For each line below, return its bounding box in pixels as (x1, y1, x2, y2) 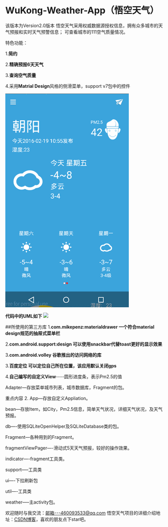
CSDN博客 (14, 516, 36, 522)
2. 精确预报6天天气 (5, 61, 44, 67)
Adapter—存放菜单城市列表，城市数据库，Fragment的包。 (5, 384, 127, 390)
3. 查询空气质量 (5, 72, 37, 78)
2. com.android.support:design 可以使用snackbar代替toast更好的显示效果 (5, 341, 162, 347)
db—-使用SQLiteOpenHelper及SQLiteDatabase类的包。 (5, 423, 122, 429)
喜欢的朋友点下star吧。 (40, 516, 89, 522)
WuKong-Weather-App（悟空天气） (5, 5, 159, 16)
